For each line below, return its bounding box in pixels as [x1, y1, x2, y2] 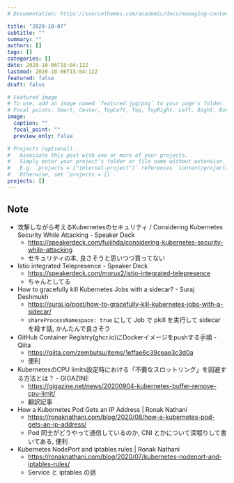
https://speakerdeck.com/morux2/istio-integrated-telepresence [27, 269, 211, 277]
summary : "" [7, 36, 42, 43]
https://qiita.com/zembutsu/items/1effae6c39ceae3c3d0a [27, 348, 194, 356]
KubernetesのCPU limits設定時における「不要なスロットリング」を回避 [17, 365, 221, 374]
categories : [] [7, 55, 52, 63]
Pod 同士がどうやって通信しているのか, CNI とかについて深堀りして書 [27, 428, 227, 436]
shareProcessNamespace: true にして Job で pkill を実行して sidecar [27, 315, 221, 324]
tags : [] [7, 49, 33, 56]
